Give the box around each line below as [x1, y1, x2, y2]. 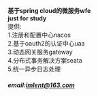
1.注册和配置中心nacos [7, 31, 71, 39]
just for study [7, 14, 47, 22]
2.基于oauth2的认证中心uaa [7, 39, 85, 47]
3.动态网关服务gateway [7, 48, 73, 56]
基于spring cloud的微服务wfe [7, 7, 91, 14]
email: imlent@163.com [7, 81, 75, 89]
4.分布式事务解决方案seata [7, 57, 82, 64]
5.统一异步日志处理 [7, 65, 61, 73]
